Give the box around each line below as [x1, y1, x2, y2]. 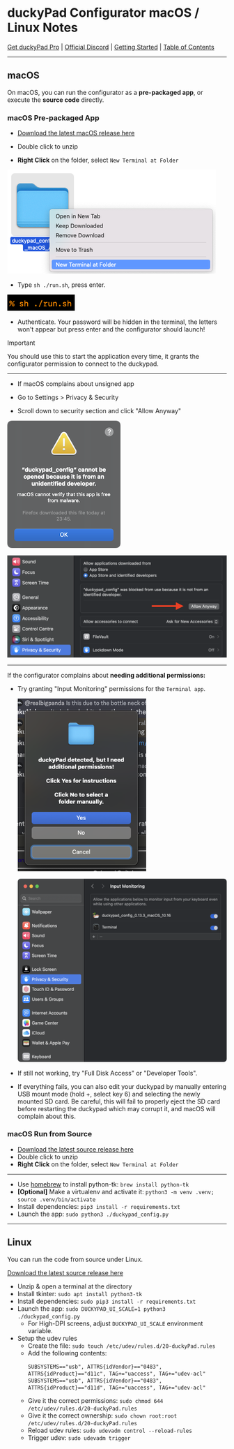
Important [7, 339, 36, 347]
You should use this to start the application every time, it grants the [7, 352, 200, 361]
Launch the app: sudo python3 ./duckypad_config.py [17, 1210, 169, 1218]
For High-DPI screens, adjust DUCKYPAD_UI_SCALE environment [27, 1319, 203, 1328]
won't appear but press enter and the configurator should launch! [17, 325, 205, 334]
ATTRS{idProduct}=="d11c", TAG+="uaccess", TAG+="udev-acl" [27, 1370, 206, 1377]
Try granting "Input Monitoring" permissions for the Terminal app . [17, 684, 205, 692]
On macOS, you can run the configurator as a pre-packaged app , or [7, 88, 203, 96]
